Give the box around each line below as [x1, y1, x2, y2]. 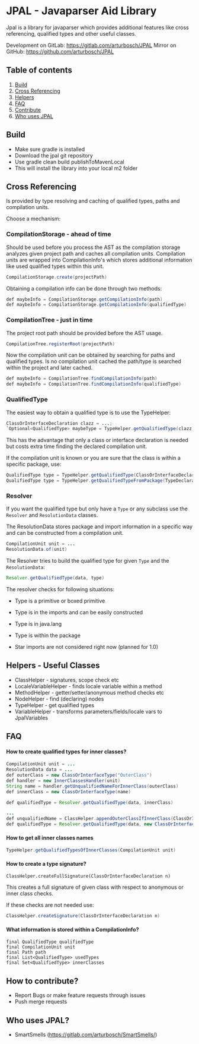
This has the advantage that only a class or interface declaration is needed [6, 437, 188, 444]
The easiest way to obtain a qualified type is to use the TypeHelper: [6, 409, 171, 416]
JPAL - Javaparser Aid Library [6, 4, 157, 18]
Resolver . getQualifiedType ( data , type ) [6, 575, 105, 581]
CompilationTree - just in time [6, 316, 93, 324]
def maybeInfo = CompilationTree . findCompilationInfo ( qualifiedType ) [6, 381, 182, 387]
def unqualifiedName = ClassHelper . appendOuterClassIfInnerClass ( [6, 816, 174, 822]
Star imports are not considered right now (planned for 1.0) [14, 643, 159, 650]
